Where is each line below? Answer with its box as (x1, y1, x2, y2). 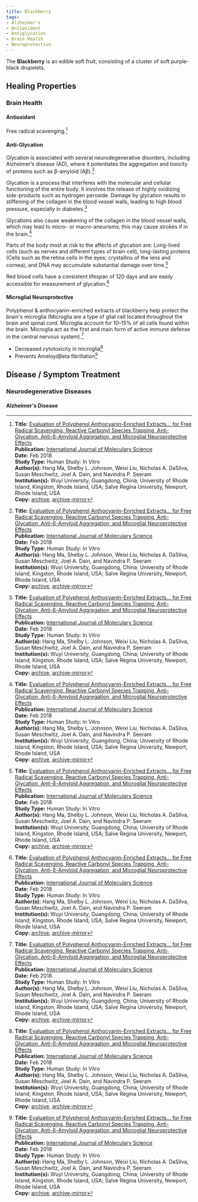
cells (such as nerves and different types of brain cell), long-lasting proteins (6, 248, 190, 255)
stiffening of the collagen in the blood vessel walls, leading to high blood (6, 198, 182, 205)
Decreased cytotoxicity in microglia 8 (14, 344, 103, 352)
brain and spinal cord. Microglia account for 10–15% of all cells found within (6, 319, 190, 326)
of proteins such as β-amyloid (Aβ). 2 (6, 166, 95, 175)
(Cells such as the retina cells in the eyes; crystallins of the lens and (6, 254, 171, 262)
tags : (6, 14, 19, 20)
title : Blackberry (6, 8, 51, 15)
